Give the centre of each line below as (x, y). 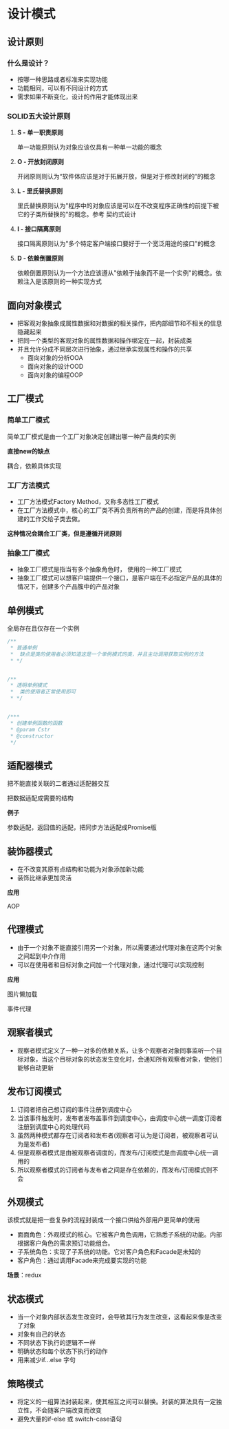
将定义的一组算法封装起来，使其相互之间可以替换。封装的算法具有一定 (117, 1401)
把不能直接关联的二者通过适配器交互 (58, 784)
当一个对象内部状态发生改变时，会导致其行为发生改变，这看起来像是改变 (119, 1317)
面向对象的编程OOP (55, 375)
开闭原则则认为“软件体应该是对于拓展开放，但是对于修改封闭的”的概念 (116, 176)
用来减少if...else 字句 (46, 1360)
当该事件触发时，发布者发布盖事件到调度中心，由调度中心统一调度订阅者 (119, 1118)
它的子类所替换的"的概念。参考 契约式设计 (77, 214)
